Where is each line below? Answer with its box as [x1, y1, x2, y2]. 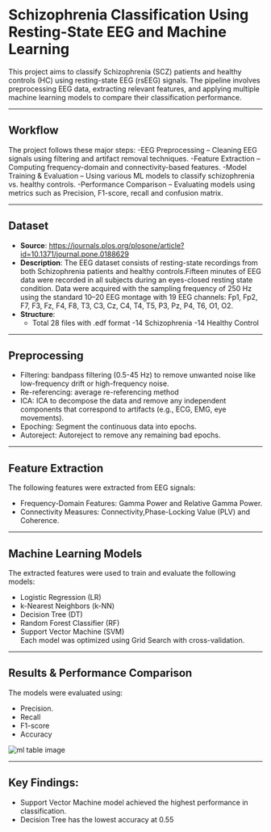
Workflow [8, 124, 59, 137]
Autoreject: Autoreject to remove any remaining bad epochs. [19, 430, 221, 440]
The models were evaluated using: [8, 687, 123, 697]
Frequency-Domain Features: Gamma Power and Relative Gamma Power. [19, 499, 263, 509]
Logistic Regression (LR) [19, 593, 102, 602]
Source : [19, 240, 48, 250]
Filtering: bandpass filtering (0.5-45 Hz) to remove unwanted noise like [19, 370, 256, 380]
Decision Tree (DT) [19, 610, 83, 619]
